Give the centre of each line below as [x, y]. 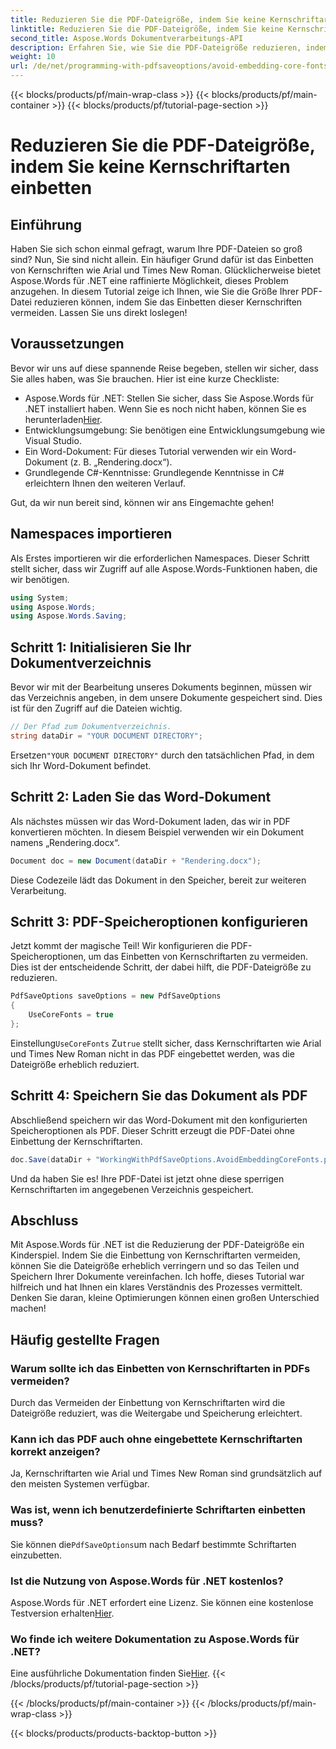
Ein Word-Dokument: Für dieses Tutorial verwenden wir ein [146, 451]
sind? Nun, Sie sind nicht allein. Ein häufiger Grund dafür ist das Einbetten [162, 259]
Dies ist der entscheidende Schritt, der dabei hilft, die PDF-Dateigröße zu [161, 967]
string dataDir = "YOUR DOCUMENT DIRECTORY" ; [106, 736]
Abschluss [44, 1220]
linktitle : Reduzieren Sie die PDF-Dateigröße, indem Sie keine [147, 29]
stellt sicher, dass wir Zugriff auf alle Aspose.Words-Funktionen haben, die [164, 568]
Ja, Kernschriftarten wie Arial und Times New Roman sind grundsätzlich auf [166, 1473]
